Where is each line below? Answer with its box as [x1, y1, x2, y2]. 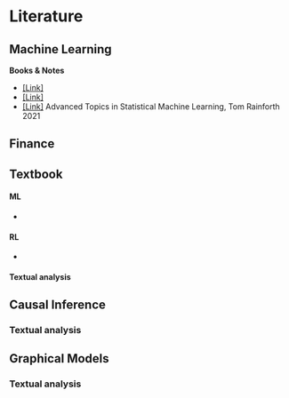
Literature [9, 6, 84, 27]
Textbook [9, 166, 63, 181]
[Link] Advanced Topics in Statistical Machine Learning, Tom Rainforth [21, 101, 280, 112]
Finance [9, 136, 55, 152]
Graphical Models [9, 351, 109, 366]
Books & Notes [9, 65, 65, 76]
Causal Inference [9, 298, 107, 313]
